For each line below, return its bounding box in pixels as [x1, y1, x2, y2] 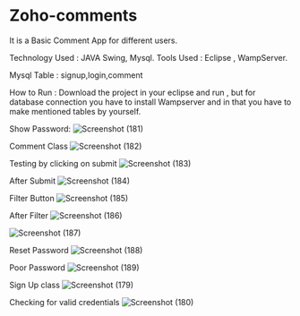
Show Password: [9, 123, 72, 134]
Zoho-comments [9, 5, 138, 26]
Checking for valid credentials [9, 296, 120, 307]
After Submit [9, 175, 56, 186]
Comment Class [9, 141, 69, 151]
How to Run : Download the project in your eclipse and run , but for [9, 87, 256, 98]
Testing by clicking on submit [9, 158, 118, 168]
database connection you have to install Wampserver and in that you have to [9, 96, 292, 107]
